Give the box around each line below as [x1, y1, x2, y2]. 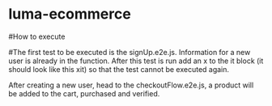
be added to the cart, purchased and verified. [8, 88, 160, 98]
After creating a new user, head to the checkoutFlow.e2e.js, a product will [8, 80, 254, 90]
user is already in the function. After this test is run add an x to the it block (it [8, 56, 264, 66]
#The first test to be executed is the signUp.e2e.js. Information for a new [8, 47, 251, 57]
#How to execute [8, 32, 66, 41]
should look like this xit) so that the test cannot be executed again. [8, 64, 229, 74]
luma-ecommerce [8, 5, 131, 23]
